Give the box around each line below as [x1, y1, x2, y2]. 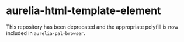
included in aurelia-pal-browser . [6, 29, 86, 36]
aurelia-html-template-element [6, 4, 161, 17]
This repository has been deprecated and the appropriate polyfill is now [6, 23, 179, 30]
